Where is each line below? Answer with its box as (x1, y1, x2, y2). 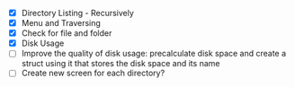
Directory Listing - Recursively (21, 8, 134, 18)
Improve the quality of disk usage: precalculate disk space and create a (21, 48, 287, 59)
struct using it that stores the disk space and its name (21, 58, 220, 69)
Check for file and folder (21, 28, 112, 39)
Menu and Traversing (21, 18, 101, 29)
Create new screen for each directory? (21, 67, 165, 79)
